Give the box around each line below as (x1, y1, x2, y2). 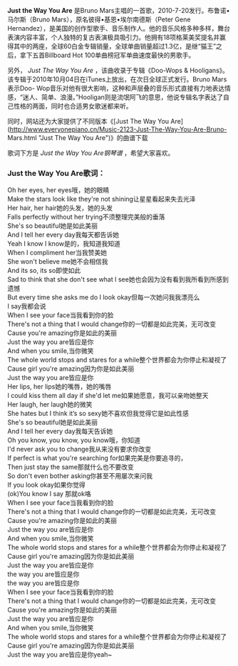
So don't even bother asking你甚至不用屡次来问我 (7, 472, 153, 480)
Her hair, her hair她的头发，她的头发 (7, 204, 113, 212)
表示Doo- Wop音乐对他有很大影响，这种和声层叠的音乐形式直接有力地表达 (7, 84, 225, 92)
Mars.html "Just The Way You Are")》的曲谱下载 (7, 134, 148, 141)
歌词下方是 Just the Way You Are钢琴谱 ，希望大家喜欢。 (7, 149, 175, 157)
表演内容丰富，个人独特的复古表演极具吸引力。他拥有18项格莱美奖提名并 (7, 33, 220, 41)
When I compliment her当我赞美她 (7, 249, 108, 257)
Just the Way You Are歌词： (7, 168, 105, 178)
